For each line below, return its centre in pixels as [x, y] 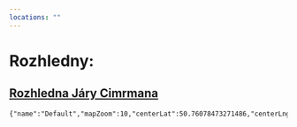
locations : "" [35, 17]
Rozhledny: [52, 60]
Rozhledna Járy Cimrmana [84, 93]
